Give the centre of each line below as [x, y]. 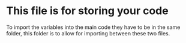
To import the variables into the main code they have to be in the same [93, 27]
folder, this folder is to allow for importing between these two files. [88, 33]
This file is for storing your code [88, 11]
